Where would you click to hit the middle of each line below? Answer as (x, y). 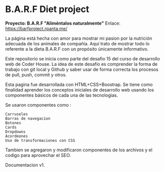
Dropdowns (16, 132)
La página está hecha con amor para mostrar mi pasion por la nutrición (79, 38)
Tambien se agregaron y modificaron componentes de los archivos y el (79, 150)
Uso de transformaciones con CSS (40, 140)
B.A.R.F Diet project (47, 9)
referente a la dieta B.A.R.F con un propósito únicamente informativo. (77, 49)
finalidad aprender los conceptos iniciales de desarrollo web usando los (80, 90)
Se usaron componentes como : (38, 105)
